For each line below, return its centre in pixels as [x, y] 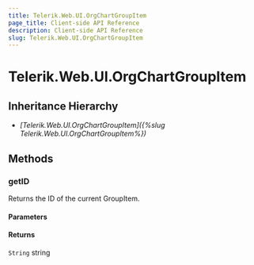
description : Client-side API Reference [76, 30]
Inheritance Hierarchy [63, 106]
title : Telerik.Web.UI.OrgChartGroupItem [78, 15]
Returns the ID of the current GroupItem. [74, 198]
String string [29, 252]
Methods [31, 158]
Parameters [28, 217]
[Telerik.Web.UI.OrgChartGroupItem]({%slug [92, 125]
